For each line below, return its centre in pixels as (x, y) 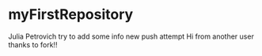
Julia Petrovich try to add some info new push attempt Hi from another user (131, 36)
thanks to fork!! (33, 44)
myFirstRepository (71, 15)
